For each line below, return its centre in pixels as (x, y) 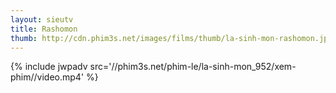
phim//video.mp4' (47, 77)
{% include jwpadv (49, 67)
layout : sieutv (42, 19)
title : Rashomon (44, 29)
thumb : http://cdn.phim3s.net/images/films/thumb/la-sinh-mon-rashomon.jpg (171, 38)
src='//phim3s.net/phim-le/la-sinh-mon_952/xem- (193, 67)
